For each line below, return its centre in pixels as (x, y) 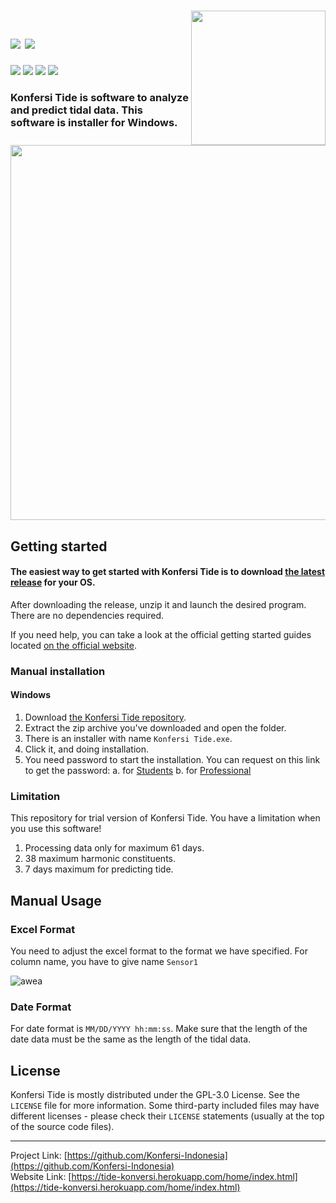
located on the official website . (74, 645)
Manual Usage (56, 900)
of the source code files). (62, 1126)
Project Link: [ (39, 1155)
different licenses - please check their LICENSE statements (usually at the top (167, 1116)
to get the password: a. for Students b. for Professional (138, 770)
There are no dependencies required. (87, 615)
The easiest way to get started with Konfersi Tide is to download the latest (168, 572)
